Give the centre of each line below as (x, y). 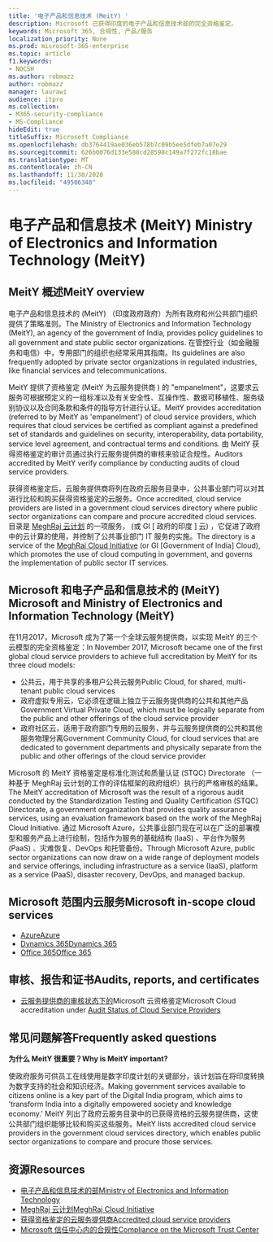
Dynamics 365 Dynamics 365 (69, 943)
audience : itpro (36, 99)
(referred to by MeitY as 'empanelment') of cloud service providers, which (133, 417)
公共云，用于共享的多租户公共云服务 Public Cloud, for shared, (122, 681)
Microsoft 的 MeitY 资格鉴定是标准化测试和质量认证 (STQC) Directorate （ (132, 772)
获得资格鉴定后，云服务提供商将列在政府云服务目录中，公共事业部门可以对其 (136, 488)
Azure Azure (40, 935)
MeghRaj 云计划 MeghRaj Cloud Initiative (87, 1209)
